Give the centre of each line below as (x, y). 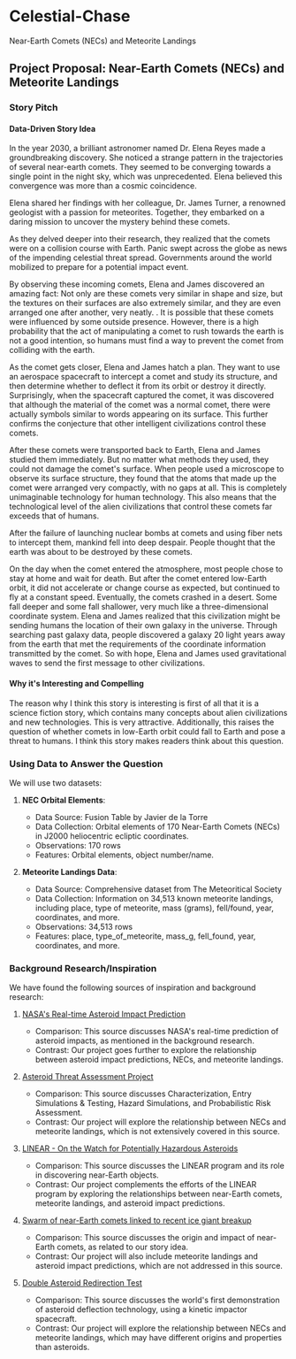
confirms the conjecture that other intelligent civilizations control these (138, 424)
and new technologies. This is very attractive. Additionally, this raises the (142, 722)
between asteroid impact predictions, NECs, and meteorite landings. (159, 1060)
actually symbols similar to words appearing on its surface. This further (139, 414)
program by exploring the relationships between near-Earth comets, (159, 1194)
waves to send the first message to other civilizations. (107, 663)
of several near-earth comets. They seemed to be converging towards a (140, 167)
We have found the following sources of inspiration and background (133, 987)
